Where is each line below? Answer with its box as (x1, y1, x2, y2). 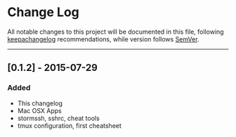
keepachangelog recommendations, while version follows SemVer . (7, 34, 199, 43)
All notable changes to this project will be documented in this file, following (7, 27, 224, 36)
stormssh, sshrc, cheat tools (17, 114, 100, 122)
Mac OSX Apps (17, 106, 62, 115)
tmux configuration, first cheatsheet (17, 121, 122, 130)
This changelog (17, 99, 63, 107)
